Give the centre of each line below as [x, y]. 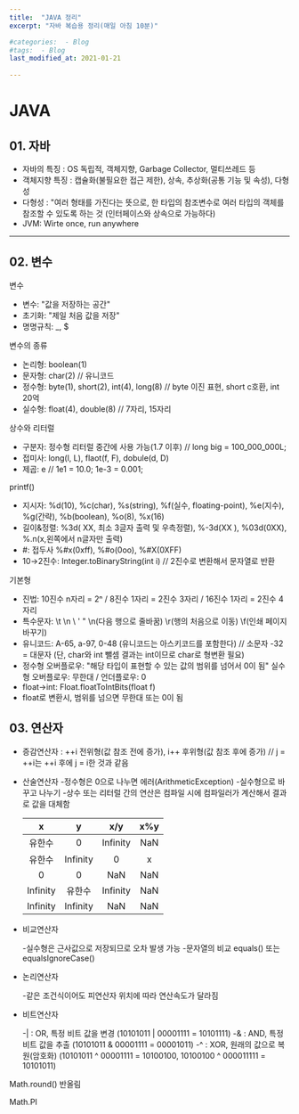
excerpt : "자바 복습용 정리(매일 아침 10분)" [84, 26]
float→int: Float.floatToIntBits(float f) [89, 686]
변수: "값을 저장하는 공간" [66, 304]
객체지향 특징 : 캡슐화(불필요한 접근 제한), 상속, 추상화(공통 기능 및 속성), [147, 180]
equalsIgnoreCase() [58, 958]
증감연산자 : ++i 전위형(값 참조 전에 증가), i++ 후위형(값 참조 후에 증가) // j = [154, 751]
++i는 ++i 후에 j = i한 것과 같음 [75, 762]
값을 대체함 [51, 804]
